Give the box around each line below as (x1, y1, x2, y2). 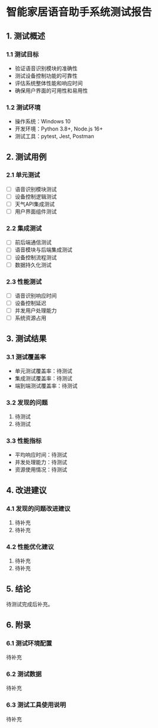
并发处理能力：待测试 (14, 459, 67, 466)
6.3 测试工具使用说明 (6, 701, 67, 709)
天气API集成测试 (14, 200, 55, 208)
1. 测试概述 (6, 31, 46, 41)
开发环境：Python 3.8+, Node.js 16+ (14, 125, 103, 132)
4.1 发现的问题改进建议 (6, 504, 71, 513)
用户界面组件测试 (14, 208, 57, 215)
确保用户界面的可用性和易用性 (14, 87, 88, 94)
